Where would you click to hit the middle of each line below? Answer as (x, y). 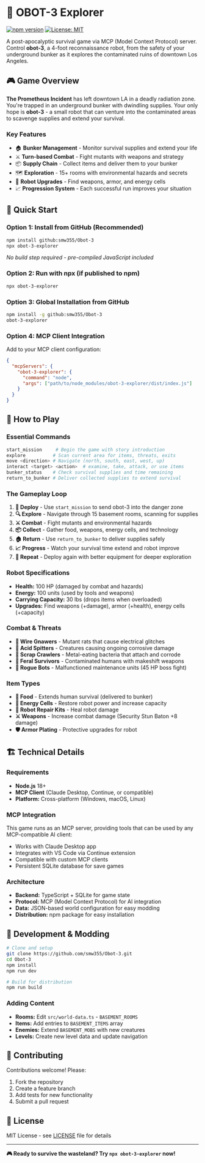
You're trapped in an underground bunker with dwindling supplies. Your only (102, 105)
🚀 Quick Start (32, 210)
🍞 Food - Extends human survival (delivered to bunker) (84, 697)
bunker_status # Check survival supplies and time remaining (90, 472)
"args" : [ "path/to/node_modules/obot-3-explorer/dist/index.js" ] (107, 383)
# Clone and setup (30, 948)
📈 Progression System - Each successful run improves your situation (103, 189)
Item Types (23, 683)
